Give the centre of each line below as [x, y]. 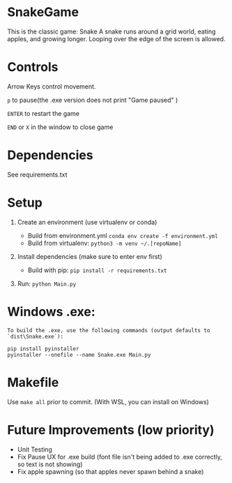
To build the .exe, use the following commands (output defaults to [109, 330]
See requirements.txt [37, 174]
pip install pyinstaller [43, 349]
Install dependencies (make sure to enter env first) [90, 256]
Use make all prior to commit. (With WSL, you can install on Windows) [108, 401]
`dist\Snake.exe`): [36, 336]
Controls [33, 67]
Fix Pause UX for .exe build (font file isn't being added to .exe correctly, [120, 456]
